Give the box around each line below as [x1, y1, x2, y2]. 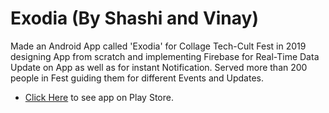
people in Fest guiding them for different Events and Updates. [10, 72, 265, 84]
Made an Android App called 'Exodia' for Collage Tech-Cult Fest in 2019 [10, 40, 307, 52]
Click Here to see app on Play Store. [24, 91, 174, 103]
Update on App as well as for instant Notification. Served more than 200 [10, 61, 308, 73]
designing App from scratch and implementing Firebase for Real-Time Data [10, 50, 320, 62]
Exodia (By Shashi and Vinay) [10, 7, 259, 30]
